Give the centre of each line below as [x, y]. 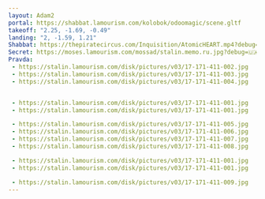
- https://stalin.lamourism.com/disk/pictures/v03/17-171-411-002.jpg [130, 67]
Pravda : [21, 60]
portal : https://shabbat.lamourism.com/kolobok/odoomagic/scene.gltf [125, 23]
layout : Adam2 [32, 15]
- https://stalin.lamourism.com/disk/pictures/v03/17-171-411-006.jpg [130, 132]
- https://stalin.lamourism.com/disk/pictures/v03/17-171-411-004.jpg [130, 81]
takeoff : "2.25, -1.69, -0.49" [60, 30]
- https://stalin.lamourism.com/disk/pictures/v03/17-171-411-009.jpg [130, 182]
